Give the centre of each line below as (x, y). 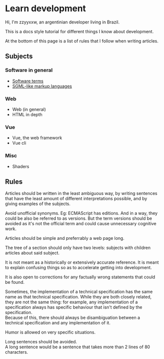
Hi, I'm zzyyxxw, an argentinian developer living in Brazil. (62, 22)
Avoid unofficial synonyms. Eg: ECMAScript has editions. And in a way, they (81, 213)
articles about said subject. (32, 253)
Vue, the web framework (37, 138)
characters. (17, 352)
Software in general (29, 70)
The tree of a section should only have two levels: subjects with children (78, 248)
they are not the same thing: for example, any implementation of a (71, 302)
